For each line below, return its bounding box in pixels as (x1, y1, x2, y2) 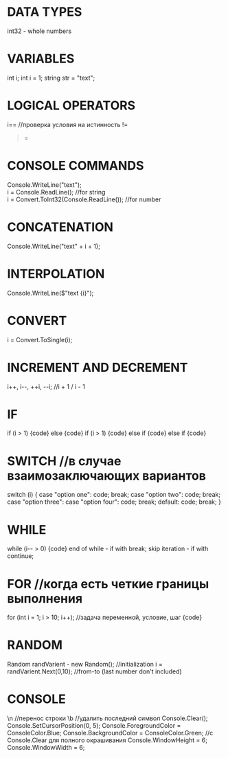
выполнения (7, 590, 83, 606)
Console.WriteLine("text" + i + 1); (7, 242, 101, 250)
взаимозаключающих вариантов (7, 468, 206, 483)
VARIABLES (7, 51, 75, 67)
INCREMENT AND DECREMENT (7, 359, 188, 375)
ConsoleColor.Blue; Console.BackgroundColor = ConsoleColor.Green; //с (7, 729, 214, 737)
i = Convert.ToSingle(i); (7, 335, 73, 344)
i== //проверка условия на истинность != (7, 120, 128, 129)
